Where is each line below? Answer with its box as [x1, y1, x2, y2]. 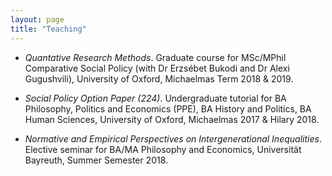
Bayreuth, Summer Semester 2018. [24, 154, 169, 166]
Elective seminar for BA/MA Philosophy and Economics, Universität [24, 143, 302, 155]
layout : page [10, 14, 65, 25]
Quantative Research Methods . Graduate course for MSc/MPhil [24, 51, 287, 63]
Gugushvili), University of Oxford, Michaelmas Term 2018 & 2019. [24, 72, 294, 85]
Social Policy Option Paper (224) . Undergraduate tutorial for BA [24, 92, 287, 104]
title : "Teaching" [10, 24, 87, 34]
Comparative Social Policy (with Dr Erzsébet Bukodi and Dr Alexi [24, 62, 290, 74]
